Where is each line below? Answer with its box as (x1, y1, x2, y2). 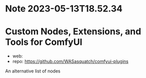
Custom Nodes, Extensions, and (5, 26, 141, 37)
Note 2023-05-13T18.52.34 (5, 3, 123, 14)
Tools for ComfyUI (5, 36, 82, 48)
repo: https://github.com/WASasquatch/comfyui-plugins (12, 58, 128, 64)
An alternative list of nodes (5, 68, 61, 74)
